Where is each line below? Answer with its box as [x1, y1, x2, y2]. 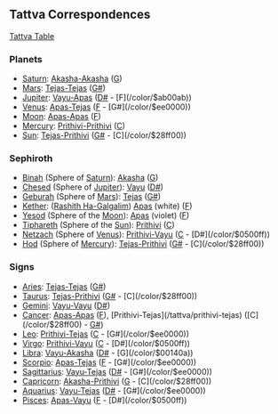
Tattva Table [9, 30, 55, 41]
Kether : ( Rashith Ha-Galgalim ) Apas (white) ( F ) [21, 200, 193, 212]
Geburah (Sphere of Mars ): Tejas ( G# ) [21, 191, 162, 202]
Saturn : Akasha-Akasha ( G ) [21, 73, 123, 84]
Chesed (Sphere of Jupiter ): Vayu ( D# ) [21, 182, 164, 192]
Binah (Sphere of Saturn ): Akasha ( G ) [21, 173, 159, 183]
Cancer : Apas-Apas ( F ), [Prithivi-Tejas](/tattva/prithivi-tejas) [21, 309, 242, 320]
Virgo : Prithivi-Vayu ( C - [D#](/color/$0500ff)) [21, 337, 191, 348]
